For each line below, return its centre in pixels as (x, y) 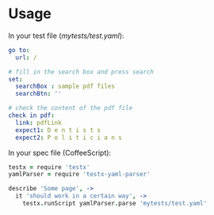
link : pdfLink (38, 123)
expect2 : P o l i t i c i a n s (69, 138)
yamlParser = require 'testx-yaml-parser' (79, 175)
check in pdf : (32, 115)
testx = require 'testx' (49, 167)
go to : (19, 50)
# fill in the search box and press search (81, 72)
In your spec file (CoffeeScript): (60, 153)
